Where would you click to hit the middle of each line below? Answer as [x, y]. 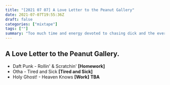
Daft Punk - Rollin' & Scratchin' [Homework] [59, 66]
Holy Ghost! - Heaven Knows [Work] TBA [56, 77]
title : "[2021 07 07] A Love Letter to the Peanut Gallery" [70, 10]
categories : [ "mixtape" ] [31, 24]
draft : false [19, 19]
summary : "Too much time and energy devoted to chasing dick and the [80, 33]
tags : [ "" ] [17, 29]
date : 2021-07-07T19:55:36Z [35, 15]
